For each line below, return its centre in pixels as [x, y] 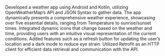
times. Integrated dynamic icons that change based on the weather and [79, 28]
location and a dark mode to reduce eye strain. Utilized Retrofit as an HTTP [82, 44]
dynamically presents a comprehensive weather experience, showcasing [80, 18]
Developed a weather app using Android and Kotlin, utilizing [67, 7]
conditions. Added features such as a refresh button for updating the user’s [83, 39]
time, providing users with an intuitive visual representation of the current [81, 33]
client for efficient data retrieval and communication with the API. [72, 49]
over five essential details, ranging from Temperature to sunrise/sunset [78, 23]
